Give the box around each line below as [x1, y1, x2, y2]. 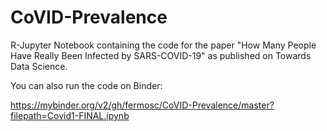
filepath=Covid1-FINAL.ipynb [10, 109, 130, 121]
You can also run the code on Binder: [10, 79, 163, 91]
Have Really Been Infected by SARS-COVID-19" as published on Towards [10, 49, 312, 61]
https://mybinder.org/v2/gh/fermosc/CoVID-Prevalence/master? [10, 99, 275, 111]
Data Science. [10, 60, 68, 72]
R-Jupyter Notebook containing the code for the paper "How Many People [10, 39, 317, 51]
